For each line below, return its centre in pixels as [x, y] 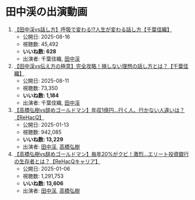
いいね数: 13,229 [43, 139]
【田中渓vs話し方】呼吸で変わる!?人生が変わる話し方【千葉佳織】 [93, 29]
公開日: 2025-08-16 [46, 36]
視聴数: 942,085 [42, 132]
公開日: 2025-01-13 [46, 124]
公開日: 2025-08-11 [46, 80]
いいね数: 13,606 [43, 183]
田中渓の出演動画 [47, 12]
